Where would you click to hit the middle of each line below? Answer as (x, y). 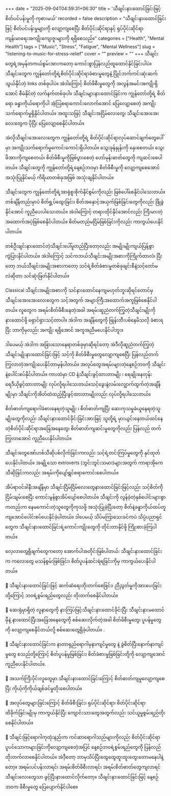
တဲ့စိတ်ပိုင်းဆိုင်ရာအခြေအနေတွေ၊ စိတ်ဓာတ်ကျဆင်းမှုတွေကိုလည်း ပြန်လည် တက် (83, 428)
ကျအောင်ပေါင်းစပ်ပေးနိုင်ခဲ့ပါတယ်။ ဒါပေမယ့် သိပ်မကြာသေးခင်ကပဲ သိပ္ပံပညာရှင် (84, 517)
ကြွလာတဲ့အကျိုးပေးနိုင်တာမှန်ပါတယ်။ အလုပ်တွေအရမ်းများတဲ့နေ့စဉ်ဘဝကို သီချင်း (86, 364)
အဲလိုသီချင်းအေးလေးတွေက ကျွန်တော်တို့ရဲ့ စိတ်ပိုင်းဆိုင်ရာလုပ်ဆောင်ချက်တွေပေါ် (84, 138)
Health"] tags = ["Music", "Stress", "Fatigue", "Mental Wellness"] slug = (80, 47)
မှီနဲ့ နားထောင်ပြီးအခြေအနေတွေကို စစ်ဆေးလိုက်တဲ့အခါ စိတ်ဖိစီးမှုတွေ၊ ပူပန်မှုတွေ (83, 620)
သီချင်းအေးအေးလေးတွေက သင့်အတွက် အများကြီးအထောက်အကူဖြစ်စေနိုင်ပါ (81, 300)
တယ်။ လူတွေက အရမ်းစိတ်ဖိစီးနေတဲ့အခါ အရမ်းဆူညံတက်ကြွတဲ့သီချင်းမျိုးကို (80, 310)
